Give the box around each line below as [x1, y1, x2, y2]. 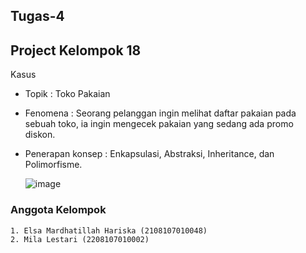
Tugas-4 [10, 8, 65, 25]
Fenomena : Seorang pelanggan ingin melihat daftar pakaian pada [24, 107, 297, 119]
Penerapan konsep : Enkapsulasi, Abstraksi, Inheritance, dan [24, 148, 275, 160]
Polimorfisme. [24, 159, 83, 171]
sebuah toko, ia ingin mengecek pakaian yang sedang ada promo [24, 118, 294, 130]
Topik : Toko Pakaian [24, 88, 111, 100]
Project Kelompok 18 [10, 42, 142, 59]
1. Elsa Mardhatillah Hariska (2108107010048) [10, 225, 208, 236]
